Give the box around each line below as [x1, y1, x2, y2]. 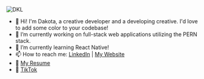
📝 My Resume [15, 59, 51, 67]
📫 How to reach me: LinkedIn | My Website [15, 51, 125, 58]
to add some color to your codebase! [15, 24, 109, 31]
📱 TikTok [15, 66, 38, 73]
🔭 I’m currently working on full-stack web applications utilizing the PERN [15, 31, 197, 38]
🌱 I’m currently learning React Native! [15, 43, 109, 51]
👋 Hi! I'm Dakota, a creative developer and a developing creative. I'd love [15, 18, 199, 24]
